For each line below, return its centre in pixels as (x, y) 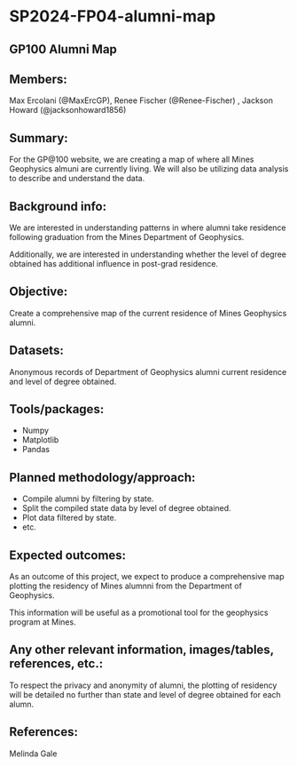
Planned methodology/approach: (102, 477)
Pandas (36, 450)
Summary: (39, 138)
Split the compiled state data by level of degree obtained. (127, 508)
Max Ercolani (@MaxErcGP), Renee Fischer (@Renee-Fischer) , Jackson (141, 100)
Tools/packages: (57, 409)
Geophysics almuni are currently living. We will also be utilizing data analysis (149, 169)
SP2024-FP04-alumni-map (113, 16)
